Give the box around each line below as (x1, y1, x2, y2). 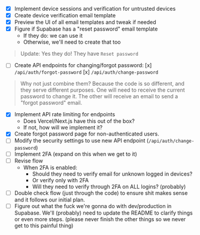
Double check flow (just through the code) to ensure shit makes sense (14, 189, 188, 197)
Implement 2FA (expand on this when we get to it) (14, 150, 137, 158)
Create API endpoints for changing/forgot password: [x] (14, 62, 152, 69)
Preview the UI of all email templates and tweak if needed (14, 19, 156, 26)
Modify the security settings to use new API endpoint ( (14, 137, 149, 144)
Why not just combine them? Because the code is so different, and (20, 80, 185, 88)
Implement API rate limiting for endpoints (14, 111, 116, 118)
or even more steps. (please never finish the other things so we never (14, 215, 186, 222)
